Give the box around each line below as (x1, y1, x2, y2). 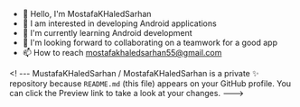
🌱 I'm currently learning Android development (22, 28, 192, 38)
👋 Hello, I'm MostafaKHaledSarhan (22, 9, 152, 19)
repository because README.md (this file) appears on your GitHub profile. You (9, 78, 292, 89)
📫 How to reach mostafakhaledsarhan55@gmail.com (22, 48, 222, 58)
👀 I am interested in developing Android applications (22, 18, 217, 29)
